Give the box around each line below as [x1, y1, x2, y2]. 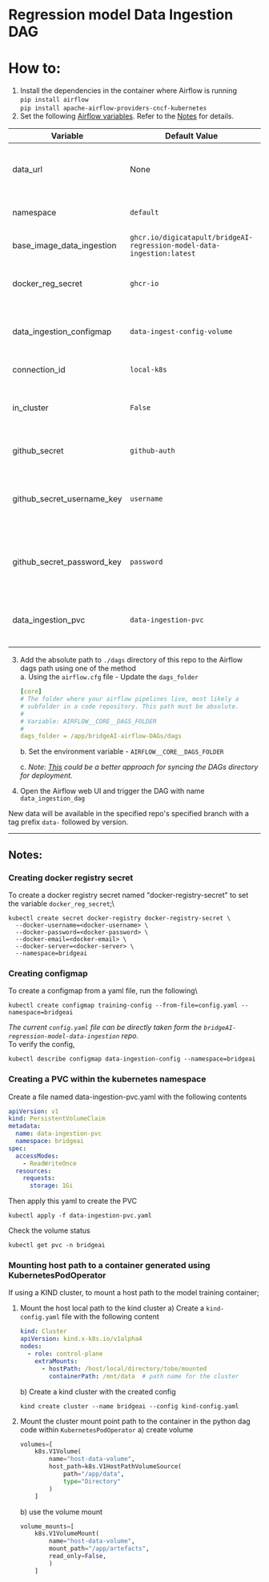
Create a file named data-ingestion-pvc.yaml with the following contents [8, 1092, 247, 1101]
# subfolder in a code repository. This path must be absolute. [19, 702, 239, 710]
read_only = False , [49, 1552, 106, 1560]
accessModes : [15, 1152, 59, 1160]
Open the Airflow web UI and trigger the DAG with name [19, 787, 206, 796]
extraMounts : [34, 1357, 78, 1365]
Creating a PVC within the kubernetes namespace [8, 1073, 207, 1085]
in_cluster [12, 402, 49, 413]
